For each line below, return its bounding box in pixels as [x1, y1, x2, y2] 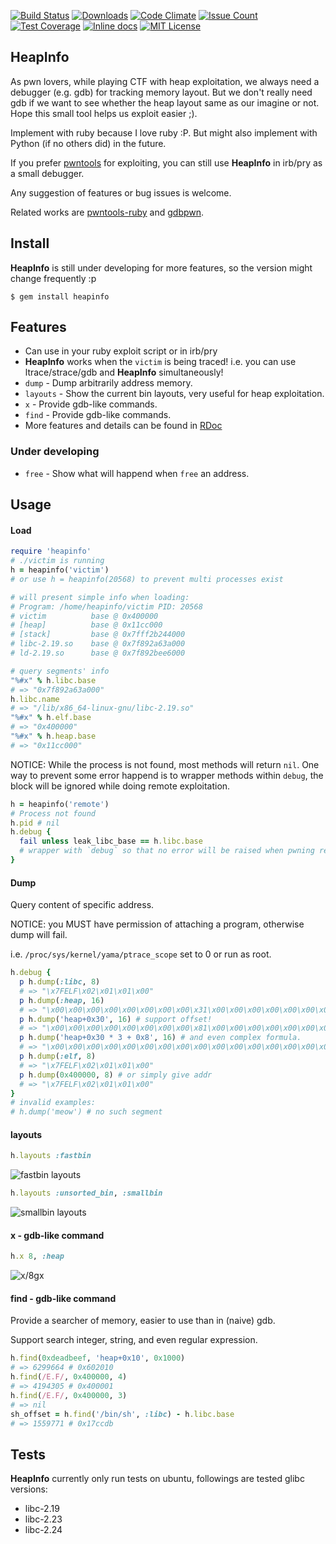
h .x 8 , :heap [10, 1251, 65, 1262]
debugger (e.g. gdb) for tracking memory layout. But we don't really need [10, 86, 313, 98]
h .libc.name [10, 694, 60, 704]
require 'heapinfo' [10, 546, 92, 557]
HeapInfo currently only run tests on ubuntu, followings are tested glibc [10, 1473, 305, 1485]
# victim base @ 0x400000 [10, 611, 159, 621]
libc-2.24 [24, 1524, 63, 1536]
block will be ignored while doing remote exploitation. [10, 780, 231, 792]
